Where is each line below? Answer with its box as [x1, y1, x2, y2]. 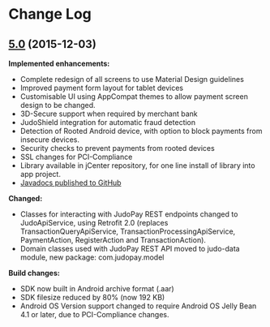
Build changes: [8, 269, 61, 278]
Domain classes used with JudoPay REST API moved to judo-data [19, 244, 241, 253]
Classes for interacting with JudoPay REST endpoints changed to [19, 209, 238, 219]
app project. [19, 170, 61, 179]
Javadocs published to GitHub [19, 178, 122, 187]
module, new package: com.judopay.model [19, 252, 165, 262]
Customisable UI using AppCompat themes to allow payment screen [19, 92, 249, 101]
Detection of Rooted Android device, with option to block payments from [19, 127, 263, 136]
